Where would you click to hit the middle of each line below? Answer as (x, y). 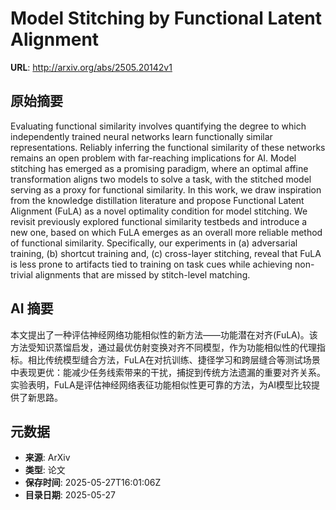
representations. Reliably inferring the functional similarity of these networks (168, 147)
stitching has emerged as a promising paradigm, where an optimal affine (159, 168)
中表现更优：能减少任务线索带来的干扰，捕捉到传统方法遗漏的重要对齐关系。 (168, 372)
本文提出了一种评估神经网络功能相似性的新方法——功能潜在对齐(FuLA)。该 (164, 334)
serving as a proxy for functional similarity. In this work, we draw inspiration (166, 189)
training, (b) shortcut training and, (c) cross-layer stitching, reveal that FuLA (166, 253)
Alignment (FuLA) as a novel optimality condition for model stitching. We (159, 211)
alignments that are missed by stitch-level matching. (142, 274)
